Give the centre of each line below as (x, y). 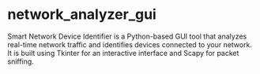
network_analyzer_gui (82, 15)
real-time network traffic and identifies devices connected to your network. (130, 44)
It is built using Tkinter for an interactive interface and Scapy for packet (123, 53)
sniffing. (21, 61)
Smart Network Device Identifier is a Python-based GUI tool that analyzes (127, 36)
